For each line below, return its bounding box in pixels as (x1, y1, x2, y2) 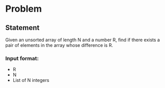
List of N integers (12, 77, 50, 83)
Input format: (5, 54, 39, 62)
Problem (5, 3, 42, 15)
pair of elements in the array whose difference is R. (5, 42, 113, 48)
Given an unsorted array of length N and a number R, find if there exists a (5, 37, 160, 43)
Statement (5, 23, 40, 32)
